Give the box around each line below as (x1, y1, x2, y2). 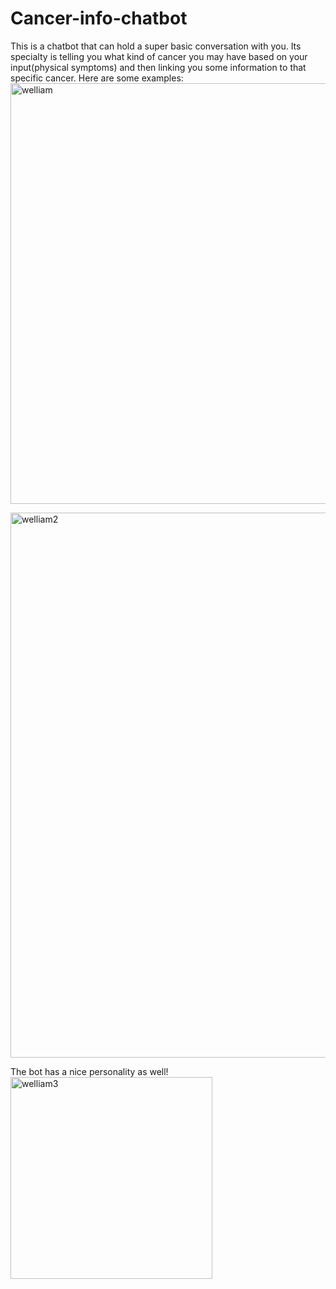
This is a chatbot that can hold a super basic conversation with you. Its (10, 40, 302, 52)
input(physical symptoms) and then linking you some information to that (10, 61, 307, 73)
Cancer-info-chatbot (10, 7, 188, 30)
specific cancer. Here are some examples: (10, 72, 184, 84)
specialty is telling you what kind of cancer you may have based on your (10, 50, 308, 62)
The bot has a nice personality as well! (10, 1065, 169, 1077)
